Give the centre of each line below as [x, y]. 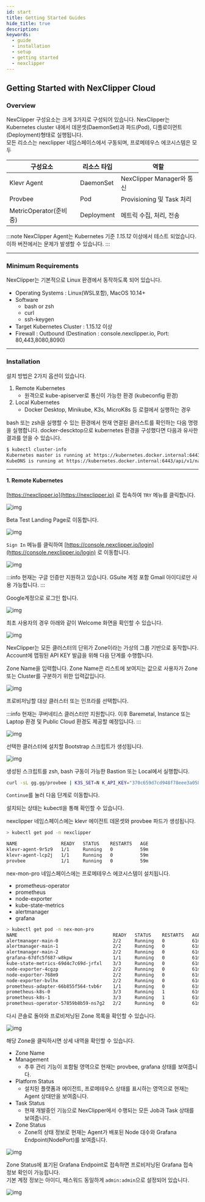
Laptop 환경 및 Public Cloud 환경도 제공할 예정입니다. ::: [74, 721]
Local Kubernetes [37, 402]
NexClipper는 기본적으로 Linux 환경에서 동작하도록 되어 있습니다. [84, 280]
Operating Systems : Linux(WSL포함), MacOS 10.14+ [80, 293]
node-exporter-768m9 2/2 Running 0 [86, 975]
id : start [19, 12]
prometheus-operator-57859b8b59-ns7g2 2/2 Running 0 [86, 1004]
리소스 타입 [97, 167]
